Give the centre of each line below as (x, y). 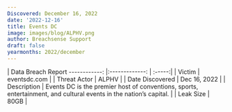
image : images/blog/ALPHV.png (51, 33)
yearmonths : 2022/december (46, 53)
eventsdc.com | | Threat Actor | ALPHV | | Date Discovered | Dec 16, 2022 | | (116, 79)
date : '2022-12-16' (35, 20)
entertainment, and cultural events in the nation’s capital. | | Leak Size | (108, 93)
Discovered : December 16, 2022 (52, 13)
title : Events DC (32, 26)
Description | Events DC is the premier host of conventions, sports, (103, 86)
